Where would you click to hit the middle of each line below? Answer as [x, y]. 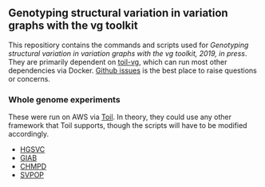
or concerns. [29, 78]
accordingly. [29, 134]
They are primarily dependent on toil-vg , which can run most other [118, 62]
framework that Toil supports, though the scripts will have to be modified [128, 125]
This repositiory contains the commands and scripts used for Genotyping [129, 45]
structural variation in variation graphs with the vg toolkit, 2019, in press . [128, 53]
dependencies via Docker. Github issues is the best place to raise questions [132, 70]
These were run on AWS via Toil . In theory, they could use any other [120, 117]
